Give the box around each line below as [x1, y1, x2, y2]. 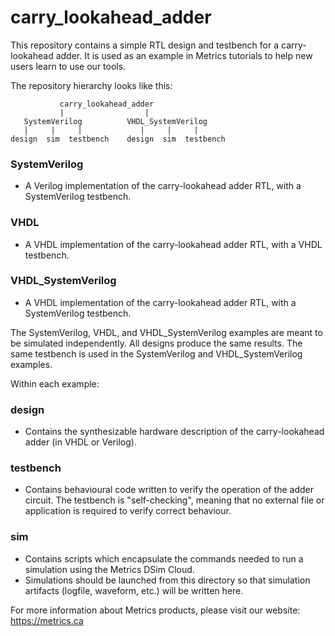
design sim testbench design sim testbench [10, 134, 226, 144]
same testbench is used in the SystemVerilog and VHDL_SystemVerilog [10, 347, 303, 360]
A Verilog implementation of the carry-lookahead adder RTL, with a [24, 180, 302, 192]
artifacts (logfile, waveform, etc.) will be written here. [24, 584, 244, 596]
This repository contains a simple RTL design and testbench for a [10, 39, 280, 51]
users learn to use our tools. [10, 60, 127, 72]
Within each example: [10, 377, 100, 390]
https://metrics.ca [10, 614, 84, 626]
